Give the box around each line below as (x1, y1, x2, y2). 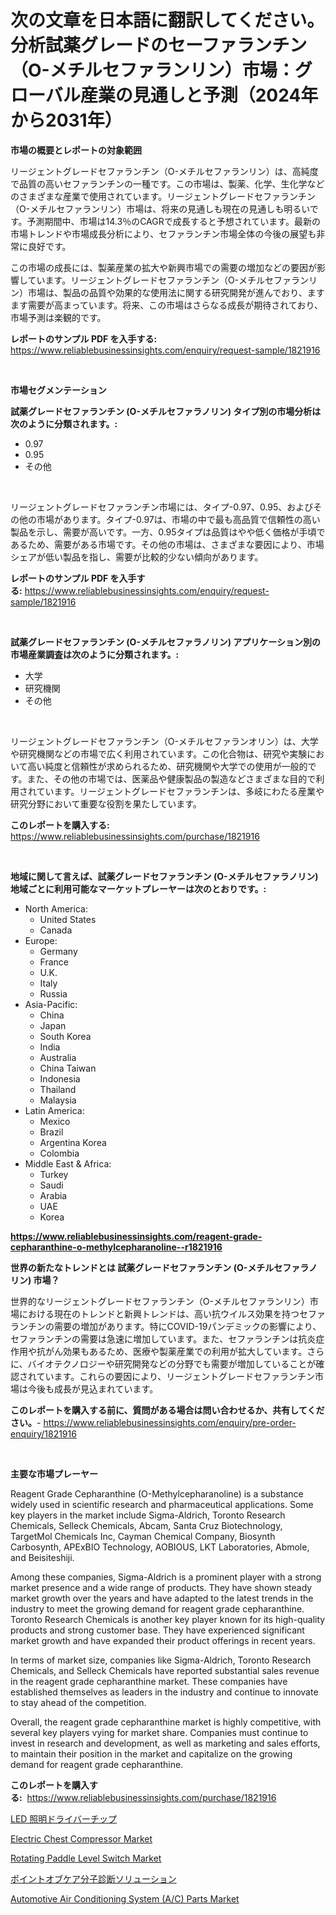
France (39, 956, 70, 968)
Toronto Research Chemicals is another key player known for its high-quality (10, 1613, 326, 1625)
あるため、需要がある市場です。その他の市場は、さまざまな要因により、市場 (10, 538, 325, 550)
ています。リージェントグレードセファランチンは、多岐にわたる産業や (36, 785, 325, 797)
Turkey (39, 1168, 69, 1180)
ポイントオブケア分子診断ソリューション (10, 1872, 177, 1885)
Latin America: (24, 1104, 85, 1116)
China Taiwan (39, 1062, 97, 1074)
